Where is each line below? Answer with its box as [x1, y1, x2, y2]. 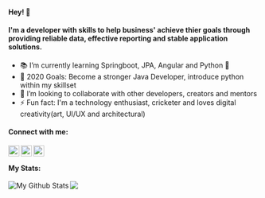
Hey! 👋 [8, 7, 31, 17]
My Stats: [8, 163, 41, 173]
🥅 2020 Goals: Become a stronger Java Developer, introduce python [19, 72, 244, 81]
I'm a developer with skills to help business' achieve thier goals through [8, 25, 251, 35]
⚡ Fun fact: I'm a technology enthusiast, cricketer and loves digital [19, 97, 236, 107]
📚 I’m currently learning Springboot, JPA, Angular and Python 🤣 [19, 60, 230, 70]
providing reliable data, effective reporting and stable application [8, 33, 228, 44]
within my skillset [19, 80, 77, 90]
